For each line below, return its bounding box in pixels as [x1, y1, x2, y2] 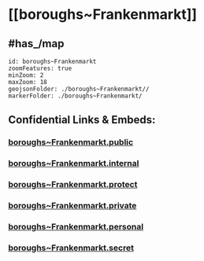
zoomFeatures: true [8, 64, 72, 72]
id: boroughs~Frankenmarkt [8, 57, 97, 65]
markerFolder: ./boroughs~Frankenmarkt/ [8, 92, 143, 100]
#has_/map [8, 37, 65, 50]
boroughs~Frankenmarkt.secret [8, 242, 134, 253]
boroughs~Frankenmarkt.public [8, 137, 134, 148]
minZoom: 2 [8, 72, 44, 79]
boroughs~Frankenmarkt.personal [8, 222, 144, 232]
